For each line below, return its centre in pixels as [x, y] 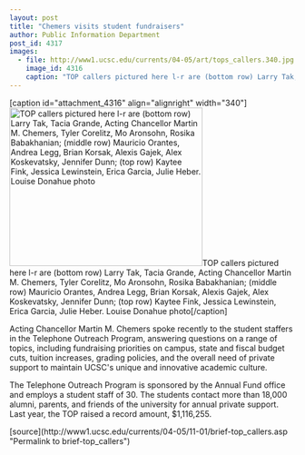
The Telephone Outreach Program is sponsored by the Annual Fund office [148, 385]
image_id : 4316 [54, 69]
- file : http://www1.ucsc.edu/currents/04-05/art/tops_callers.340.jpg [156, 60]
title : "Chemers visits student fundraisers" [97, 26]
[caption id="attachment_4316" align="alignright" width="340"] [128, 103]
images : [24, 52]
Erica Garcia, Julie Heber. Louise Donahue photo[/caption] [118, 311]
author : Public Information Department [85, 35]
